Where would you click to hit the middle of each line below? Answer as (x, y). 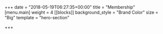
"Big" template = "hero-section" (37, 17)
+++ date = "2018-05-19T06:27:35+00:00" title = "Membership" (70, 7)
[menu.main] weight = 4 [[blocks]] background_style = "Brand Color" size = (81, 12)
